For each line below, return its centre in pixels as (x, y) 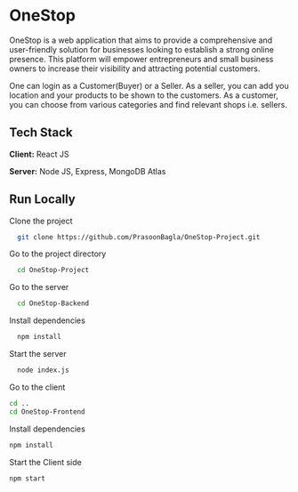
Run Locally (42, 200)
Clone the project (41, 221)
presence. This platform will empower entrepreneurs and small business (141, 59)
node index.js (43, 370)
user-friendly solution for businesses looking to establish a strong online (141, 49)
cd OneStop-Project (53, 270)
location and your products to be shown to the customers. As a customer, (144, 95)
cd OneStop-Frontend (48, 411)
